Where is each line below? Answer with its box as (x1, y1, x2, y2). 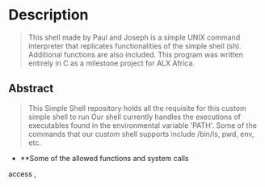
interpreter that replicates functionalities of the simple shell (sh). (27, 40, 242, 50)
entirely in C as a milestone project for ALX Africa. (27, 58, 196, 68)
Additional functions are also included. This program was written (27, 49, 244, 59)
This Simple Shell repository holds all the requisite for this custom (27, 103, 246, 113)
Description (8, 6, 89, 24)
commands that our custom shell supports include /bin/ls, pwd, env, (27, 129, 254, 138)
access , (8, 168, 36, 179)
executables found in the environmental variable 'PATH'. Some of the (27, 120, 257, 130)
